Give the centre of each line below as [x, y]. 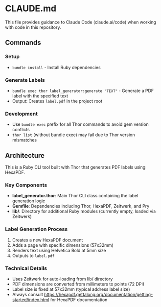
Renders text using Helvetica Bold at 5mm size [59, 250]
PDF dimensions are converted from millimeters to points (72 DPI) [78, 284]
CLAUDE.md [31, 9]
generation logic [29, 201]
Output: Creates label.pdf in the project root [57, 101]
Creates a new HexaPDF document [47, 240]
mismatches [24, 140]
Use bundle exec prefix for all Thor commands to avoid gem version [80, 124]
